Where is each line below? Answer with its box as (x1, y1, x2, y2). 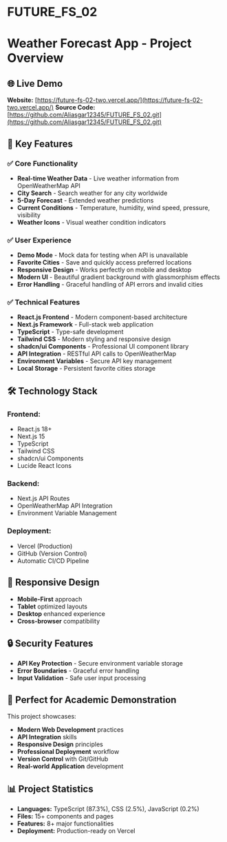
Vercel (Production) (17, 542, 73, 550)
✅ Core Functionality (7, 158, 78, 168)
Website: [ (7, 96, 38, 104)
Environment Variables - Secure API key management (17, 357, 172, 365)
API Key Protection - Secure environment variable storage (17, 659, 184, 668)
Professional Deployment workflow (17, 748, 120, 756)
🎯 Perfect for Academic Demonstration (7, 694, 177, 706)
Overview (7, 50, 64, 66)
